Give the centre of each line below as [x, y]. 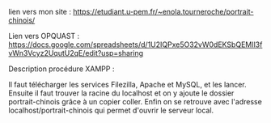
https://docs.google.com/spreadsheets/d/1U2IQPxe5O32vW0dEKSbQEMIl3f [135, 45]
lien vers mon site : [40, 12]
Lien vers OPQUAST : [44, 36]
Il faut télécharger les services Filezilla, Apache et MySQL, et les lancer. [127, 85]
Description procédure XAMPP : [61, 69]
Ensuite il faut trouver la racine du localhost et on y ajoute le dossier [121, 93]
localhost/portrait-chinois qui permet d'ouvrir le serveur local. [111, 110]
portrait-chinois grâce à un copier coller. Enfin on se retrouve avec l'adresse [135, 102]
